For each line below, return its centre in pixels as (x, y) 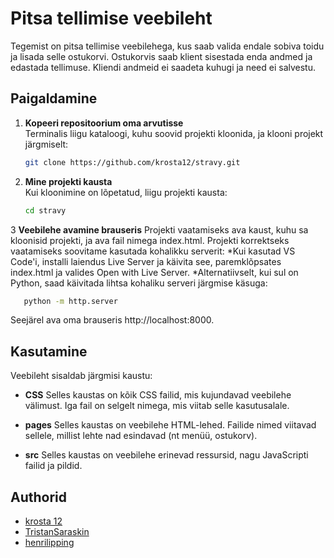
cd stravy (45, 210)
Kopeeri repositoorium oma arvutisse (104, 123)
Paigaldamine (54, 98)
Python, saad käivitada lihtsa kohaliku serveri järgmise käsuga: (139, 283)
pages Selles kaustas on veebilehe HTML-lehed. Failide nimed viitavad (170, 425)
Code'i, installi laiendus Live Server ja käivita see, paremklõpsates (146, 261)
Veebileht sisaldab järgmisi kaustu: (81, 376)
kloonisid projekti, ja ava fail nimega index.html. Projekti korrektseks (150, 240)
